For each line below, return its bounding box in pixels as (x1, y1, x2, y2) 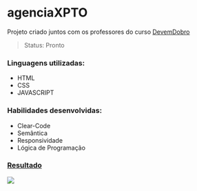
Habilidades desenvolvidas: (7, 105, 102, 115)
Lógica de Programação (17, 143, 86, 152)
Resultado (7, 161, 43, 170)
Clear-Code (17, 121, 51, 130)
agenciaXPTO (7, 5, 88, 21)
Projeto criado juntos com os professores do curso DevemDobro (7, 28, 191, 36)
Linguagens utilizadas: (7, 58, 85, 68)
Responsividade (17, 136, 63, 144)
